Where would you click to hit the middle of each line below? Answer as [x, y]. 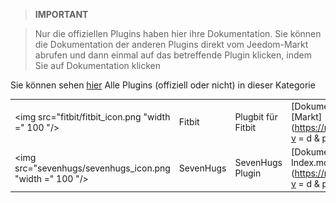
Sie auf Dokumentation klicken [98, 65]
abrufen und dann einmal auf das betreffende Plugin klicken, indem [173, 55]
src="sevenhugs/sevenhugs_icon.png [92, 168]
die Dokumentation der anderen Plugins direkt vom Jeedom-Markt [171, 44]
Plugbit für [256, 116]
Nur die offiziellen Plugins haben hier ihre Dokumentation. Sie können [178, 33]
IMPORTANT [61, 14]
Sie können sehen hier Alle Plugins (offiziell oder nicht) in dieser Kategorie [163, 85]
